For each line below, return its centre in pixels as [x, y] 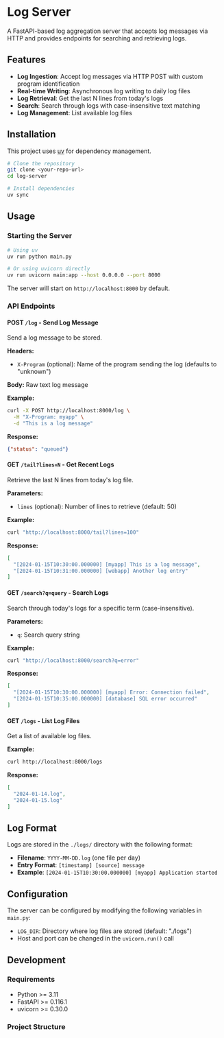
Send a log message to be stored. [55, 338]
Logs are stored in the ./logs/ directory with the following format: [100, 845]
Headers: [21, 351]
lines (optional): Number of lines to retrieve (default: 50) [97, 506]
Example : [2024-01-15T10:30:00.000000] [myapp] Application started [117, 873]
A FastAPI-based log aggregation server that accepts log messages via [108, 31]
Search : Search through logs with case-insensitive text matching [109, 105]
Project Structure [36, 1026]
